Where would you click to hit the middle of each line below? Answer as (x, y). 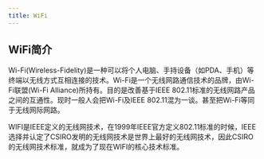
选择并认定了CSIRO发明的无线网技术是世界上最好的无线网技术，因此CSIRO (131, 137)
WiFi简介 (30, 50)
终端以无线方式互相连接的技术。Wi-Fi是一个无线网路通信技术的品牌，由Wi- (131, 80)
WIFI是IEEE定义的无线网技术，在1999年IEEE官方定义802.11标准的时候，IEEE (132, 127)
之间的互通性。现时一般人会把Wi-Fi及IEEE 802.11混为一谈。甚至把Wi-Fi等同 (132, 100)
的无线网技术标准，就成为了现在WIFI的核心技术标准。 (96, 147)
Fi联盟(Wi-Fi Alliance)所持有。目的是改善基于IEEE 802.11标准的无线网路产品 (132, 90)
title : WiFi (28, 16)
